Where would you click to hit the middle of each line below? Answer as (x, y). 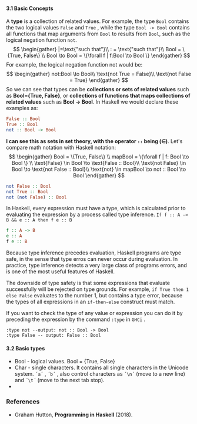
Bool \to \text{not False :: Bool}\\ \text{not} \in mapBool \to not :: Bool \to (99, 169)
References (23, 402)
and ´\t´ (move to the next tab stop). (59, 380)
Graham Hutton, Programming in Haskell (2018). (74, 415)
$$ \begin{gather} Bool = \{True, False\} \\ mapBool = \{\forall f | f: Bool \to (99, 157)
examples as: (22, 108)
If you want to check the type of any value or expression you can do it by (95, 313)
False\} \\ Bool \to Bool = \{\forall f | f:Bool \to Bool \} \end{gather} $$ (107, 55)
